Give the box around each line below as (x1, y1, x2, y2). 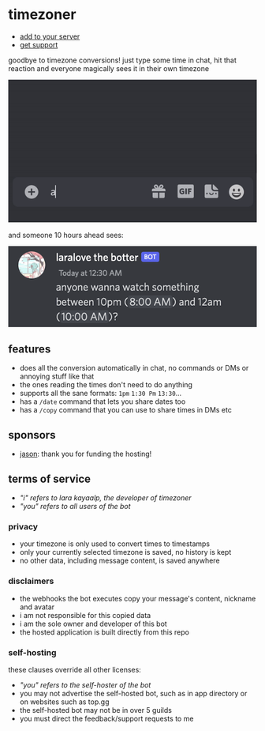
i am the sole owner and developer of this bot (19, 619, 167, 628)
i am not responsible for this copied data (19, 610, 151, 620)
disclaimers (8, 575, 54, 586)
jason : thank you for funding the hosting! (19, 449, 152, 459)
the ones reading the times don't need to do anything (19, 380, 193, 390)
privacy (8, 521, 38, 532)
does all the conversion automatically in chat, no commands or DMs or (19, 364, 249, 373)
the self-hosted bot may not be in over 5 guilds (19, 705, 172, 714)
